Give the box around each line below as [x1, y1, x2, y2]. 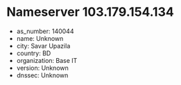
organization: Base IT [16, 56, 78, 64]
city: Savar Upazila [16, 41, 71, 50]
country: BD [16, 49, 51, 57]
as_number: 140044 [16, 27, 74, 35]
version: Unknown [16, 64, 69, 72]
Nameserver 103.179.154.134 [6, 4, 174, 20]
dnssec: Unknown [16, 70, 69, 79]
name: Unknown [16, 34, 64, 42]
